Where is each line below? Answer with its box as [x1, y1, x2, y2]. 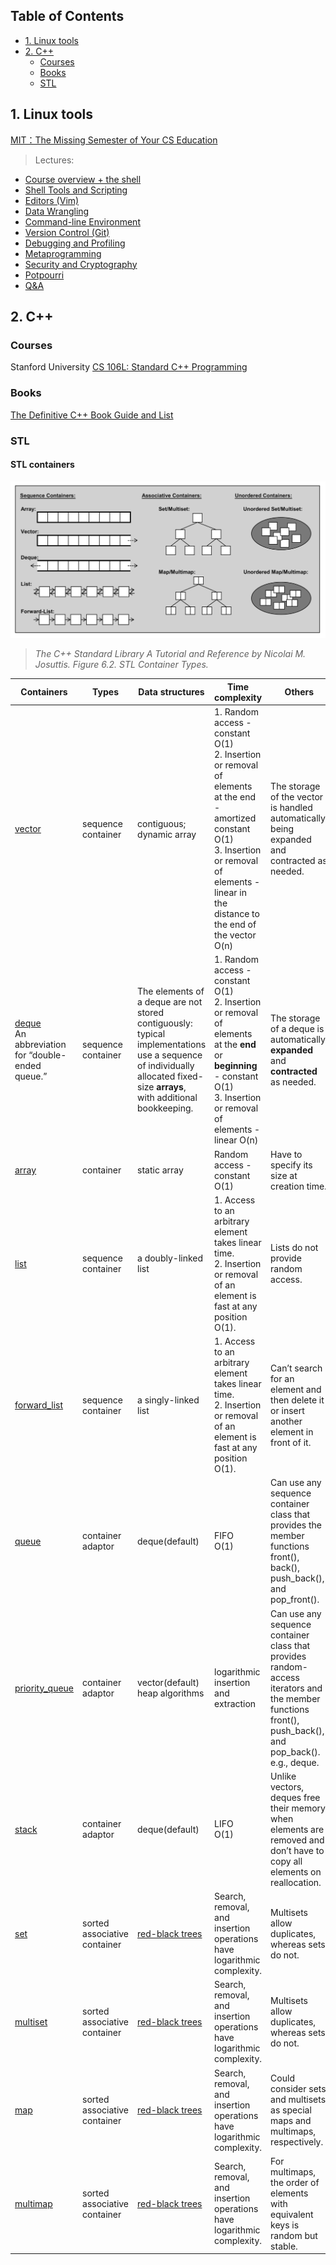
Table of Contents [10, 8, 125, 25]
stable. [270, 2240, 298, 2252]
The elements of [137, 985, 205, 998]
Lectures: [34, 154, 75, 166]
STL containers [10, 459, 75, 471]
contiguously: [137, 1017, 193, 1029]
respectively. [270, 2136, 324, 2148]
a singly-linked [137, 1394, 200, 1406]
